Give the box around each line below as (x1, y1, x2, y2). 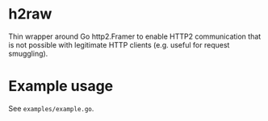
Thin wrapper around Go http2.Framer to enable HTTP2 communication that (8, 31, 262, 41)
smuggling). (8, 48, 48, 58)
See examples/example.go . (8, 103, 94, 113)
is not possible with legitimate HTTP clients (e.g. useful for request (8, 40, 230, 49)
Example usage (8, 77, 114, 95)
